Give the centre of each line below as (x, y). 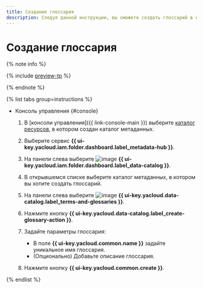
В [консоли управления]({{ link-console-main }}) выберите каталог (109, 123)
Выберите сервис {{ (50, 141)
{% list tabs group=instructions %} (49, 99)
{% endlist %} (24, 280)
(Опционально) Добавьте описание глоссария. (94, 256)
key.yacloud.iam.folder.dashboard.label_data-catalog (93, 165)
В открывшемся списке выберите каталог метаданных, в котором (110, 177)
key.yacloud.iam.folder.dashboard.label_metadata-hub (95, 147)
